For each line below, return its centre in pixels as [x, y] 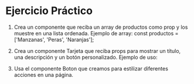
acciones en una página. [44, 75]
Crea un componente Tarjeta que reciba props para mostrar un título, [97, 51]
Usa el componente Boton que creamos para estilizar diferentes [91, 68]
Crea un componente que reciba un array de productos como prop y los [101, 27]
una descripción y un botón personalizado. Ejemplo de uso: [86, 57]
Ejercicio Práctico [49, 11]
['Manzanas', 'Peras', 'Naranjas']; [54, 39]
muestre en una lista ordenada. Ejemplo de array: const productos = [96, 33]
